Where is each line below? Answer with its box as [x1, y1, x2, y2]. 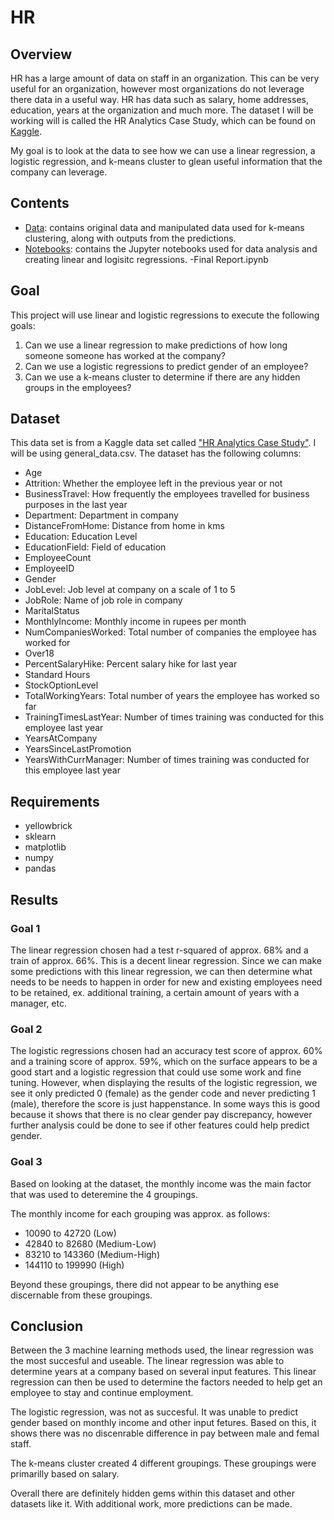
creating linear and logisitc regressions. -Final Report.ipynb [24, 253, 269, 265]
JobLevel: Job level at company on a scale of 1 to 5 [24, 584, 236, 596]
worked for [24, 637, 71, 649]
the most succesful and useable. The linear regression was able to [10, 1355, 285, 1367]
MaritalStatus [24, 605, 80, 617]
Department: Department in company [24, 509, 179, 521]
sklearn [24, 831, 57, 843]
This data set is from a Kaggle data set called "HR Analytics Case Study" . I [10, 437, 317, 449]
